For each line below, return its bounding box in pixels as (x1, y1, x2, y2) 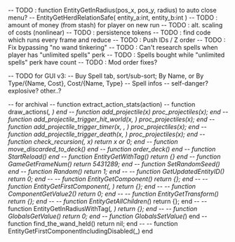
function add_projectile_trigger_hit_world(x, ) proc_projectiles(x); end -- (8, 115, 215, 123)
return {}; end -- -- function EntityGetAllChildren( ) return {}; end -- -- (8, 197, 208, 206)
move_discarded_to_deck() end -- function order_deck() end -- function (8, 145, 216, 153)
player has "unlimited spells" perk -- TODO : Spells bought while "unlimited (8, 51, 225, 59)
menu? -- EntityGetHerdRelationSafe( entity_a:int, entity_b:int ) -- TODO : (8, 13, 218, 22)
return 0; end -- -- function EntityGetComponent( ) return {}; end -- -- (8, 175, 208, 183)
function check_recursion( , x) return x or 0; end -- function (8, 137, 178, 146)
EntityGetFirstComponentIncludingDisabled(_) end (8, 227, 154, 235)
